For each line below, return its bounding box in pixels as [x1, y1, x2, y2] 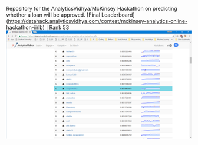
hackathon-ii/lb [6, 24, 43, 31]
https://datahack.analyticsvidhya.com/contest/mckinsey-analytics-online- [8, 18, 188, 24]
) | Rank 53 [42, 24, 70, 31]
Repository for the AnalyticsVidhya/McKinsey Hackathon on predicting [6, 5, 178, 12]
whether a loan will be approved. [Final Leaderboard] [6, 11, 135, 18]
